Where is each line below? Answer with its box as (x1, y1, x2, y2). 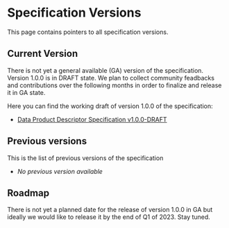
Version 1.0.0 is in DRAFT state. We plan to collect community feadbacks (7, 73, 215, 82)
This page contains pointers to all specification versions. (7, 28, 169, 36)
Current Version (7, 48, 78, 60)
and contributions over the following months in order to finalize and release (7, 81, 222, 89)
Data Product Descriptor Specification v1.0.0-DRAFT (17, 115, 168, 123)
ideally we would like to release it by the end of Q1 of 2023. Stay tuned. (7, 213, 210, 221)
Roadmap (7, 187, 50, 199)
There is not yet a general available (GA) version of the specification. (7, 66, 203, 74)
